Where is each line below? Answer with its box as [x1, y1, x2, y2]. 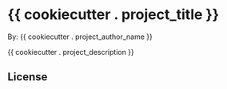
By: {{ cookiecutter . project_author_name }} [7, 32, 153, 41]
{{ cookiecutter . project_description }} [7, 47, 135, 56]
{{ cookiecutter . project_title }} [7, 6, 220, 24]
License [7, 70, 48, 84]
